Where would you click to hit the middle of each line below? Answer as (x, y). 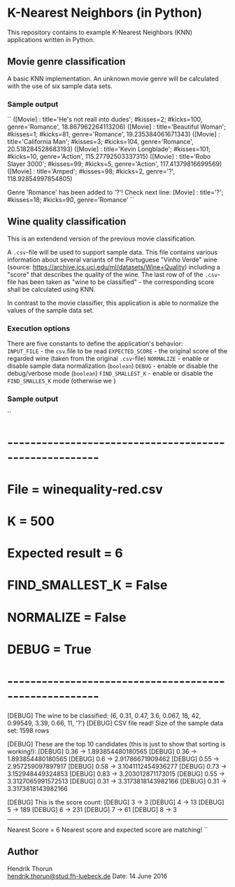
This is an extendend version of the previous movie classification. (102, 239)
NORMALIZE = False (67, 617)
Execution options (39, 328)
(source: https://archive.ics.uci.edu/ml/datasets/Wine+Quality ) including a (114, 267)
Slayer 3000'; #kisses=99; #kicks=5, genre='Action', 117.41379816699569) (115, 164)
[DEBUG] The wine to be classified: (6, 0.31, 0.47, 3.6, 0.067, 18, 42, (104, 716)
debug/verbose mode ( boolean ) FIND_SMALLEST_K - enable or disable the (110, 374)
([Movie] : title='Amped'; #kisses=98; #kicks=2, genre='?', (91, 171)
